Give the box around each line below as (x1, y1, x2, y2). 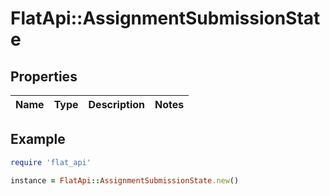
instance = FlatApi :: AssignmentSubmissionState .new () (10, 175, 240, 186)
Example (10, 131, 66, 148)
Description (88, 98, 145, 111)
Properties (10, 68, 78, 85)
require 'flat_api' (10, 157, 92, 167)
